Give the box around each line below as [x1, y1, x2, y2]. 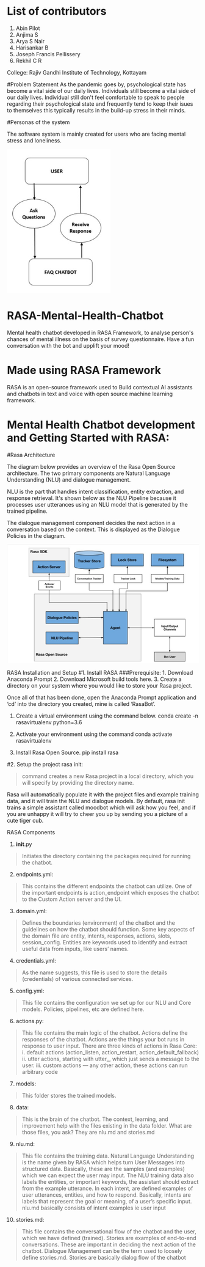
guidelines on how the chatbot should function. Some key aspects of [21, 925, 195, 933]
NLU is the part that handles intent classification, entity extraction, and [7, 488, 184, 495]
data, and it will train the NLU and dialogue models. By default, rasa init [7, 797, 185, 804]
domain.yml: [15, 907, 48, 914]
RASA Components [7, 828, 56, 835]
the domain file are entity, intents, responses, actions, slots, [21, 932, 171, 939]
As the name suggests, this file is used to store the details [21, 969, 167, 976]
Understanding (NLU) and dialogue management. [7, 476, 131, 483]
